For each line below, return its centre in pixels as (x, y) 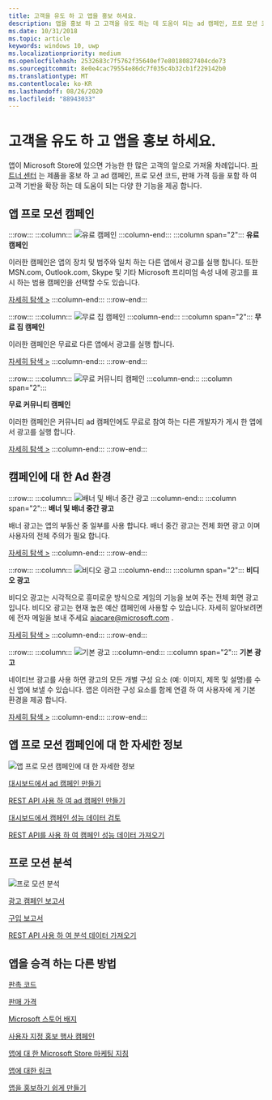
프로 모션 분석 (40, 863)
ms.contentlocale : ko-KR (50, 83)
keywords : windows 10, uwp (54, 46)
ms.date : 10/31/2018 (43, 31)
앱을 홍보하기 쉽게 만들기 (47, 1088)
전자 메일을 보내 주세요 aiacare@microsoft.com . (95, 618)
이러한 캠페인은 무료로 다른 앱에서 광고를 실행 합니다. (91, 344)
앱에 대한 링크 (30, 1071)
